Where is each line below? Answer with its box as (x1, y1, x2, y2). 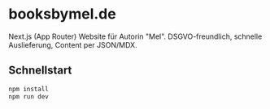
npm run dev (8, 92, 49, 101)
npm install (8, 85, 49, 93)
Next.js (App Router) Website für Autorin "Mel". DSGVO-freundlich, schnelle (8, 31, 263, 41)
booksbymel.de (8, 5, 116, 23)
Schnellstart (8, 64, 72, 78)
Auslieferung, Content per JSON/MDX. (8, 40, 137, 49)
